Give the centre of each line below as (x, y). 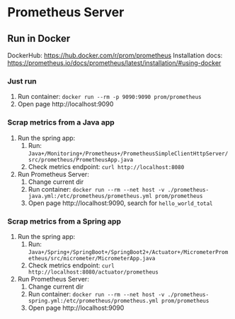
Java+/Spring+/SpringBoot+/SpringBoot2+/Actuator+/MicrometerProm (128, 252)
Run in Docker (39, 39)
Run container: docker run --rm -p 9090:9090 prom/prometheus (109, 97)
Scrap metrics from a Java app (61, 122)
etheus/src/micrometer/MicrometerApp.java (92, 258)
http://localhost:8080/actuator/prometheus (93, 272)
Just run (22, 81)
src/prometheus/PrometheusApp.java (80, 160)
